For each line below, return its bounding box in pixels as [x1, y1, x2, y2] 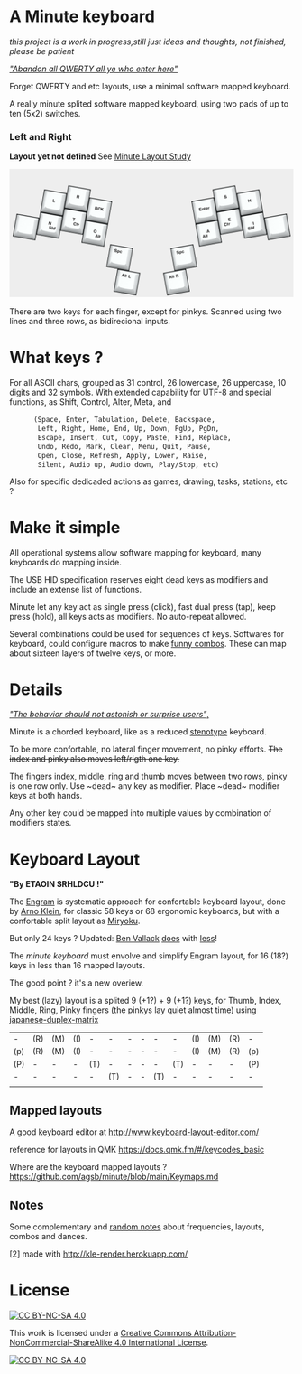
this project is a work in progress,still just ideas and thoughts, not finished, [9, 36, 287, 47]
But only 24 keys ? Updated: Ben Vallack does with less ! [9, 933, 218, 944]
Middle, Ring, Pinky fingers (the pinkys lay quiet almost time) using [9, 1005, 257, 1015]
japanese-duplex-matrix [9, 1014, 99, 1025]
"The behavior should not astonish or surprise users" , [9, 709, 210, 720]
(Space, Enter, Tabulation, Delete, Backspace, [32, 415, 216, 424]
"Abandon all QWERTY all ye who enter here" [9, 63, 178, 74]
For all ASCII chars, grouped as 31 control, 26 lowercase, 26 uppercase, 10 [9, 377, 287, 388]
